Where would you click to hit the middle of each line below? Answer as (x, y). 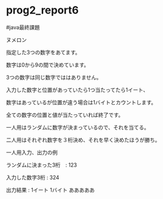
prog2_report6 (43, 10)
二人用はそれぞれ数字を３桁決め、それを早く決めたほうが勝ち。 (83, 140)
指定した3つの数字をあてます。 (43, 52)
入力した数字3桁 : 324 (33, 177)
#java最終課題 (23, 27)
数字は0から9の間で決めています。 (48, 65)
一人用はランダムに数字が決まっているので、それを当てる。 (78, 127)
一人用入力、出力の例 (32, 152)
